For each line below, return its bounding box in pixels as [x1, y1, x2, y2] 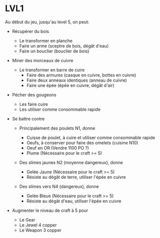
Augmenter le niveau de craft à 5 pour [12, 207, 88, 213]
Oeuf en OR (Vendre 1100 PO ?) [26, 145, 89, 151]
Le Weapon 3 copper [19, 227, 62, 233]
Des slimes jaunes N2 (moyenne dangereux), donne [19, 159, 123, 165]
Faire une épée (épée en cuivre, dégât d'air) [26, 82, 115, 88]
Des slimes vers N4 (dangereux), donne [19, 183, 99, 189]
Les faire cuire [19, 101, 48, 107]
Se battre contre [12, 116, 45, 121]
